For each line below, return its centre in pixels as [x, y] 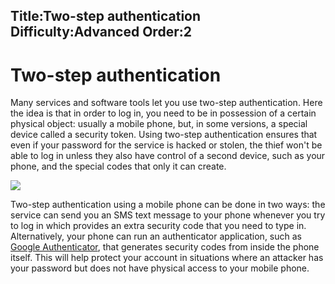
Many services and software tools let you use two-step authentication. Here [166, 103]
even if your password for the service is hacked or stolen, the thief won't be [166, 145]
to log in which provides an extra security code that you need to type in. [158, 226]
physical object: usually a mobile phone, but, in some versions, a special [159, 124]
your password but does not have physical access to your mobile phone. [160, 268]
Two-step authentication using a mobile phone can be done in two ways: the [168, 205]
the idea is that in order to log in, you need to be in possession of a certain [163, 113]
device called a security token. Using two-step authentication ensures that [164, 135]
